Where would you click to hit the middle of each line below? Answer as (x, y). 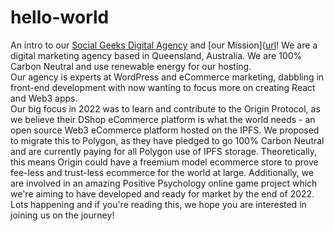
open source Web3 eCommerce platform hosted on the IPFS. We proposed (165, 130)
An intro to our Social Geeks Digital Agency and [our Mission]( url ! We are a (164, 45)
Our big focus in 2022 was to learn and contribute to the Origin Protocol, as (165, 108)
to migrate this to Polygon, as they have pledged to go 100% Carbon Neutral (167, 140)
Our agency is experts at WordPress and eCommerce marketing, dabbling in (167, 77)
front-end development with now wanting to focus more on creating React (163, 87)
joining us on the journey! (62, 215)
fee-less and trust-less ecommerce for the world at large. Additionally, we (162, 172)
